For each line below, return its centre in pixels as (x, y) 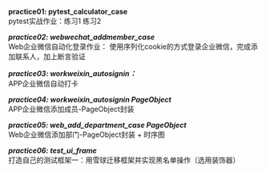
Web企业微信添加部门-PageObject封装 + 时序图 (87, 134)
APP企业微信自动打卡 (43, 84)
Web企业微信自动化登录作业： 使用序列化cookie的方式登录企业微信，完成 (129, 46)
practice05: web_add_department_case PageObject (97, 125)
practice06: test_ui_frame (53, 150)
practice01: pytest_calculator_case (68, 12)
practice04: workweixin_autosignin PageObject (90, 100)
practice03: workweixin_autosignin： (73, 74)
